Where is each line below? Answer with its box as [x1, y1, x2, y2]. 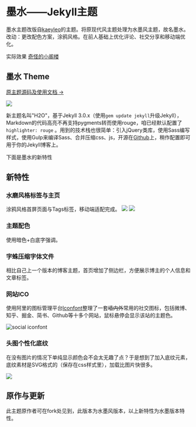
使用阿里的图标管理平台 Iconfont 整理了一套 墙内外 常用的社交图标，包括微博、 [6, 305, 190, 312]
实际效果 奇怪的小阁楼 [6, 53, 59, 60]
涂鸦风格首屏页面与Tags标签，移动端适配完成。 [6, 206, 121, 213]
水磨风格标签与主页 [6, 192, 60, 200]
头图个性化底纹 [6, 339, 49, 347]
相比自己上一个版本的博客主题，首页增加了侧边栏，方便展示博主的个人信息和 [6, 267, 191, 274]
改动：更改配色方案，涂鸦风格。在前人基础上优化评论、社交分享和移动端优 [6, 33, 185, 40]
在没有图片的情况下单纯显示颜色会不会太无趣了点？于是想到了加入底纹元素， [6, 354, 191, 361]
